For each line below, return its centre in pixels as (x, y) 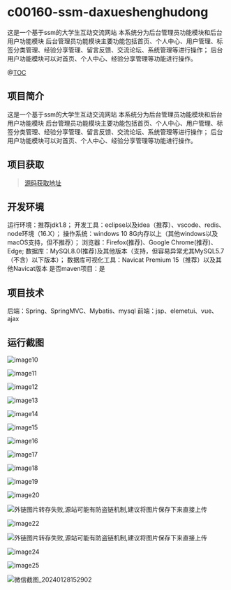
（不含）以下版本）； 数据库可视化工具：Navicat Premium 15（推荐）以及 (112, 260)
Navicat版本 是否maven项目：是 (59, 269)
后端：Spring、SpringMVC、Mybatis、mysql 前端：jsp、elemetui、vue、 (113, 311)
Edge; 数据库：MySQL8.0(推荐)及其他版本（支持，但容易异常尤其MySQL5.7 (116, 251)
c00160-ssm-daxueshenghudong (108, 12)
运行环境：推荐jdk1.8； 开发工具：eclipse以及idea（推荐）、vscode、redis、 (116, 225)
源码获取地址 (43, 183)
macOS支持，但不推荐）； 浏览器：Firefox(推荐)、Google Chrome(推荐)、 (112, 242)
